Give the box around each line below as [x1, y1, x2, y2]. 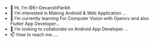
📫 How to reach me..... [10, 31, 59, 37]
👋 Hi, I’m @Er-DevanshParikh [10, 5, 71, 10]
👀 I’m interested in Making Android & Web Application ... [10, 10, 126, 16]
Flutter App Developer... [10, 20, 60, 26]
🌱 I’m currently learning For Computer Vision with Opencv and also [10, 15, 149, 21]
